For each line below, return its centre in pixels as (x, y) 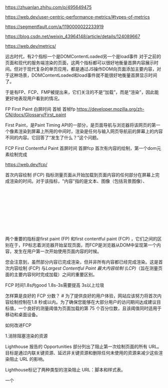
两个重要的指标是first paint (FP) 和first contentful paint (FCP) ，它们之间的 (81, 239)
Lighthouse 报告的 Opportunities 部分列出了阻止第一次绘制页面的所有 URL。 (83, 346)
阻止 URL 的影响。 (28, 359)
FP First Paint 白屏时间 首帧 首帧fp (40, 109)
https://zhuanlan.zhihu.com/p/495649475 (48, 7)
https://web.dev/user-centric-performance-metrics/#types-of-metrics (77, 17)
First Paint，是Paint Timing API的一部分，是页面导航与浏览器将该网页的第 (81, 125)
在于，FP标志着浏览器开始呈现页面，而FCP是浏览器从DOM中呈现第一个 (83, 245)
